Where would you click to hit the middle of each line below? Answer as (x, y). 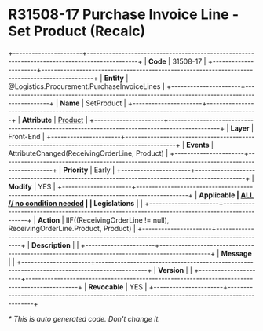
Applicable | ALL (226, 195)
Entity (114, 78)
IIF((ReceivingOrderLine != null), (117, 220)
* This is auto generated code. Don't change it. (84, 318)
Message (237, 253)
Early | (104, 170)
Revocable (106, 287)
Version (171, 270)
